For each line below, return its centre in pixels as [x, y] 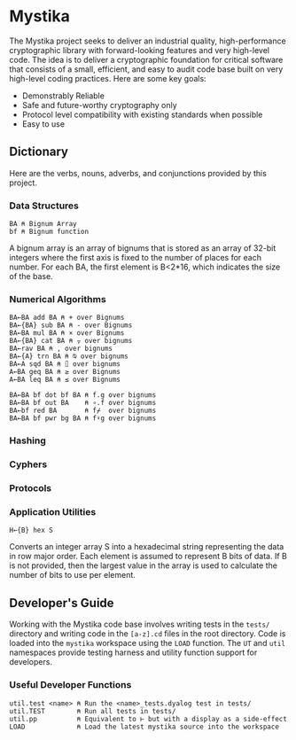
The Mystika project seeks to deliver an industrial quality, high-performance [148, 41]
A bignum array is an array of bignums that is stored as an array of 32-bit [143, 248]
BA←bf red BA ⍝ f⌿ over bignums [83, 411]
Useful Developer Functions [70, 685]
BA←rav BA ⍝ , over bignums [61, 349]
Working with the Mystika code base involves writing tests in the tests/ [140, 624]
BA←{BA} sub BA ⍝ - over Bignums [71, 325]
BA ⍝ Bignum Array [43, 224]
